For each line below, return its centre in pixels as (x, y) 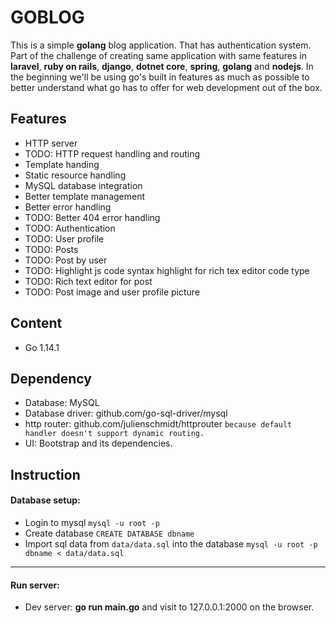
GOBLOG (47, 17)
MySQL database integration (83, 185)
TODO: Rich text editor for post (88, 281)
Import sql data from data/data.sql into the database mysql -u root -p (171, 543)
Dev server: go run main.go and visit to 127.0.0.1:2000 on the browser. (169, 607)
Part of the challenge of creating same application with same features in (159, 55)
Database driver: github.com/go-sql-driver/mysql (126, 413)
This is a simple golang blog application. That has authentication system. (161, 45)
